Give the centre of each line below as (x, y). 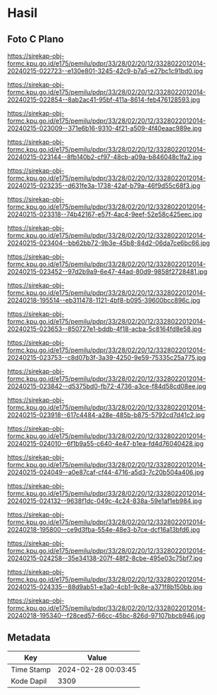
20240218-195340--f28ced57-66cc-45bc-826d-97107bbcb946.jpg (106, 616)
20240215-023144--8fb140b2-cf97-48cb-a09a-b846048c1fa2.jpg (105, 157)
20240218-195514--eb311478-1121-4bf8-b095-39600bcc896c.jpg (104, 300)
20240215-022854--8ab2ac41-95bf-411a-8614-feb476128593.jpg (104, 99)
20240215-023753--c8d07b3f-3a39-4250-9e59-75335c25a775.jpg (107, 357)
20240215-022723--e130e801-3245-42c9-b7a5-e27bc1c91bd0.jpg (105, 71)
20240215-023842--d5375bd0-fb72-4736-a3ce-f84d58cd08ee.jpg (107, 386)
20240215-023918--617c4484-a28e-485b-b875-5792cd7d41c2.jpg (106, 415)
